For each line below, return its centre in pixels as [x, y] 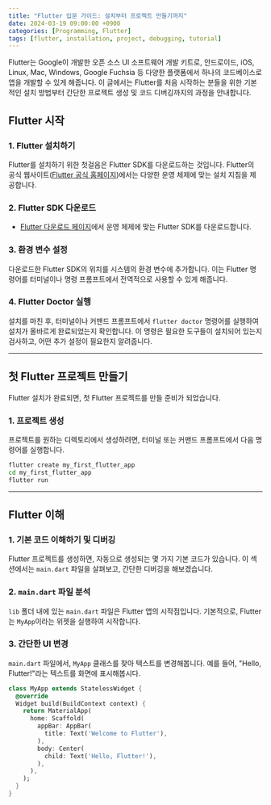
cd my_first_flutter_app [50, 472]
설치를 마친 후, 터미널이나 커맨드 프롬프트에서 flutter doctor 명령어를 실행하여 [134, 321]
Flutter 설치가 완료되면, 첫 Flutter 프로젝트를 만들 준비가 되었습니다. [115, 397]
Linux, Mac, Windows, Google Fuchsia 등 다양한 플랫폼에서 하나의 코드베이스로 [135, 73]
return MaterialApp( [57, 711]
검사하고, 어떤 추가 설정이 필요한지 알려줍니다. [81, 341]
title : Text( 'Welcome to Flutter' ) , [106, 734]
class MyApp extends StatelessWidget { [75, 688]
